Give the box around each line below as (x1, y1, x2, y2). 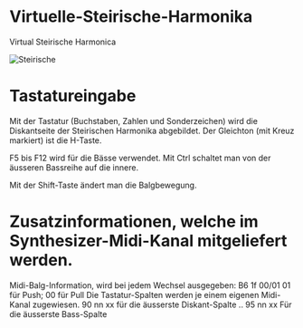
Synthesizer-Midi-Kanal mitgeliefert (9, 231, 288, 251)
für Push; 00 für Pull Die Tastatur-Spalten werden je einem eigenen (9, 289, 260, 300)
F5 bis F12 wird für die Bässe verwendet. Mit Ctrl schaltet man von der (9, 152, 271, 163)
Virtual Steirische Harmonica (9, 36, 117, 47)
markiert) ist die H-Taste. (9, 134, 102, 146)
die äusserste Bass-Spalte (9, 308, 108, 319)
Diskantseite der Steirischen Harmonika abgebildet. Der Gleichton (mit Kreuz (9, 125, 295, 136)
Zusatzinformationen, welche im (9, 211, 260, 232)
